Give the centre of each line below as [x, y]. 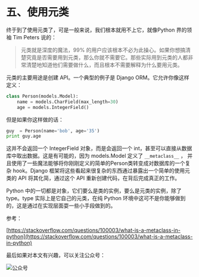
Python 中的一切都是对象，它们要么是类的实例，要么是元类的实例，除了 [94, 191]
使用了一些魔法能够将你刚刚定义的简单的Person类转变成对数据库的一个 [98, 163]
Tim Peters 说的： [35, 37]
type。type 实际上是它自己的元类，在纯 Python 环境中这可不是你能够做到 [96, 198]
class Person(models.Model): [42, 96]
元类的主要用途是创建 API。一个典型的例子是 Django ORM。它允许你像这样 [98, 77]
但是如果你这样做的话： [35, 119]
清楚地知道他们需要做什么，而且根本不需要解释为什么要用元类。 [104, 65]
